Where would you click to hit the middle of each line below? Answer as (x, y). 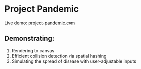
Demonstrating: (30, 38)
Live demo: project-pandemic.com (40, 23)
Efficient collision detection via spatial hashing (59, 56)
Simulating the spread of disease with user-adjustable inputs (74, 61)
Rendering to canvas (33, 50)
